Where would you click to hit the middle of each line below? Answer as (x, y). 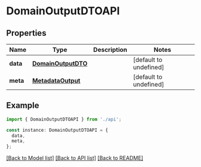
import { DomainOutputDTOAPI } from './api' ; (64, 119)
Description (110, 50)
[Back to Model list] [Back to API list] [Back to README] (75, 158)
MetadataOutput (56, 81)
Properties (26, 33)
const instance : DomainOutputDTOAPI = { (57, 130)
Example (23, 106)
